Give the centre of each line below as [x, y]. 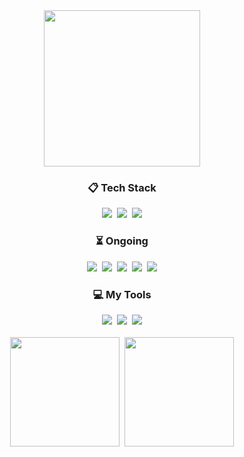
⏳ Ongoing [122, 241]
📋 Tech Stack [122, 187]
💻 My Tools [122, 294]
